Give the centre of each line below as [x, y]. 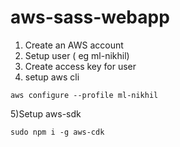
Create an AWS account [74, 45]
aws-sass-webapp [90, 17]
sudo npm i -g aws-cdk [57, 132]
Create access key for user [80, 66]
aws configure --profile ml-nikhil [84, 95]
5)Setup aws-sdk [46, 113]
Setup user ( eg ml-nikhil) [77, 55]
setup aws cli [52, 77]
